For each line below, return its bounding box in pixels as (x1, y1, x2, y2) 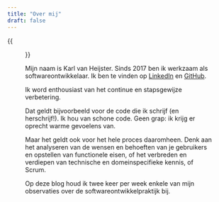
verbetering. (25, 93, 62, 101)
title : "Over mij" (7, 10, 62, 18)
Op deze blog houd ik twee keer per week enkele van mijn (25, 179, 195, 188)
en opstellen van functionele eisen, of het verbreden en (25, 150, 187, 159)
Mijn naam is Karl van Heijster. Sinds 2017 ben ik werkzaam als (25, 64, 208, 72)
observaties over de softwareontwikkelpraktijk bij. (25, 186, 171, 195)
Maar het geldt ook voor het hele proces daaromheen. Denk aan (25, 135, 213, 144)
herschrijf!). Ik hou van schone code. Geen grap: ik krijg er (25, 114, 196, 123)
